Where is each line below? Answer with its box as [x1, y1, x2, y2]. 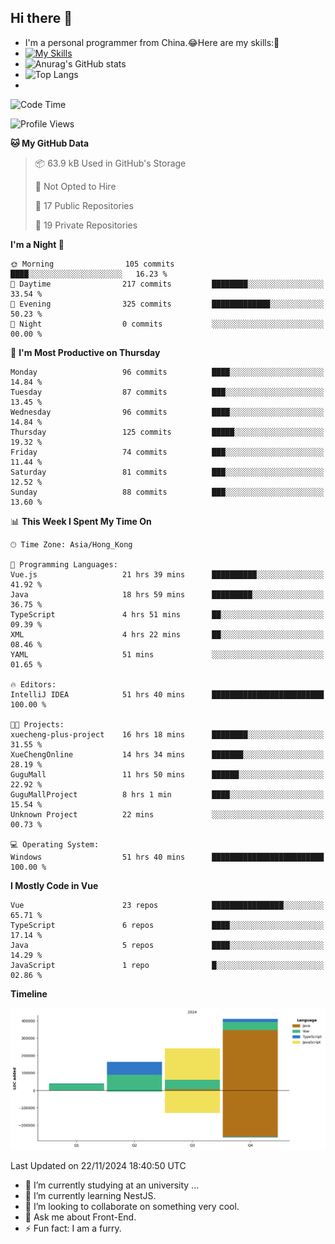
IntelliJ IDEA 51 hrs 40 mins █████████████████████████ [10, 689, 325, 700]
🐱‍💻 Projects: [10, 719, 65, 730]
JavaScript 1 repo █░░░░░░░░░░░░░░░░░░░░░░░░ [10, 960, 325, 970]
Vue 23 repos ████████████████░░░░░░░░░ [10, 900, 325, 910]
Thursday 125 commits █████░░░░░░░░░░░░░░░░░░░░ [10, 427, 325, 437]
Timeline [10, 987, 48, 1000]
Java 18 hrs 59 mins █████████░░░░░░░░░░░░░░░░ [10, 589, 325, 600]
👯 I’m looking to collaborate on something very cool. [24, 1200, 240, 1212]
